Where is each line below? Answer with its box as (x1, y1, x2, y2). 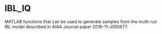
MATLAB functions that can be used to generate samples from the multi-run (4, 19, 157, 24)
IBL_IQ (4, 3, 31, 14)
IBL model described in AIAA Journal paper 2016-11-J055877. (4, 23, 128, 29)
